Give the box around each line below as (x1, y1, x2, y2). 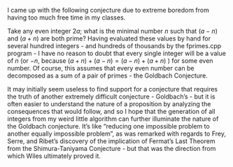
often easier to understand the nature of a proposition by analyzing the (7, 100, 211, 108)
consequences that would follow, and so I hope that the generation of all (7, 108, 216, 115)
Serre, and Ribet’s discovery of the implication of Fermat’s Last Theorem (7, 137, 216, 145)
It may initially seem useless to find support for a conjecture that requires (7, 85, 218, 93)
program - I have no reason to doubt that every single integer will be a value (7, 49, 226, 57)
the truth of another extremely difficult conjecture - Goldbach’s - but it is (7, 92, 216, 101)
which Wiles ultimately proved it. (7, 152, 101, 160)
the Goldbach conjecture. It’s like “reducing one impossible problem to (7, 122, 210, 130)
